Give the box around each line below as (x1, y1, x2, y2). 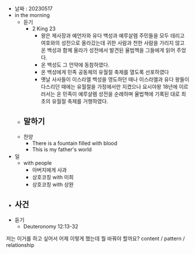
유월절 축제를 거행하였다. (52, 98, 108, 105)
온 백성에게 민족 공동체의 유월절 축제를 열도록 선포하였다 (40, 69, 169, 75)
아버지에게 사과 (32, 166, 67, 173)
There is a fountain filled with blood (32, 140, 118, 147)
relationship (6, 241, 35, 248)
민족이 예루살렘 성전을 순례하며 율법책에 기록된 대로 (62, 91, 180, 98)
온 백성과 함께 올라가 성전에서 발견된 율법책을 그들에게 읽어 (40, 47, 176, 54)
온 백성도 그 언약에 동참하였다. (40, 61, 110, 68)
